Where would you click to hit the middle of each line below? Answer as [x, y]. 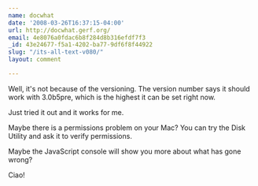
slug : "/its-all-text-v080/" [56, 52]
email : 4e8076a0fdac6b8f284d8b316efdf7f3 [77, 37]
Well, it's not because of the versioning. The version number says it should [129, 88]
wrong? [20, 159]
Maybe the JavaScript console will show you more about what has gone [125, 151]
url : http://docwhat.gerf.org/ [59, 30]
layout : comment [35, 60]
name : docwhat [31, 15]
